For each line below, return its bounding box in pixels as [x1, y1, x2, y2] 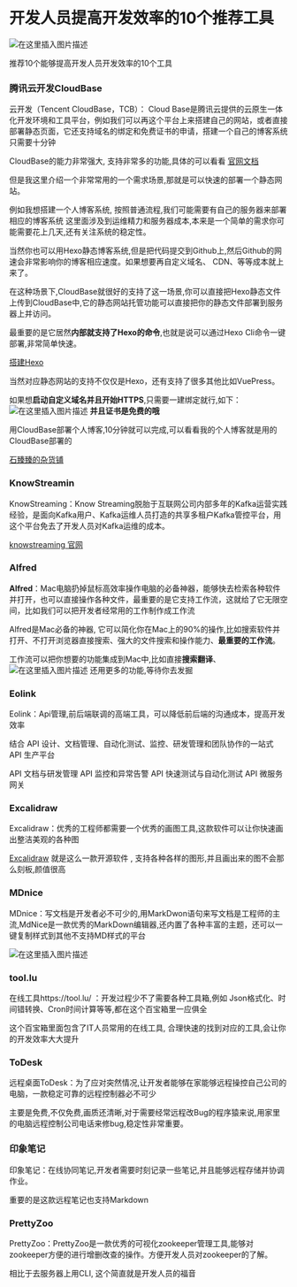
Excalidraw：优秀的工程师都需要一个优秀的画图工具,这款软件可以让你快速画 [9, 824, 284, 834]
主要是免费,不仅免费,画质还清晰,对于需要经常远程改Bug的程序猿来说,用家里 [9, 1107, 281, 1118]
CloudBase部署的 [9, 435, 72, 447]
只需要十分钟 [9, 137, 56, 148]
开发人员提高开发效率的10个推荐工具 [9, 8, 274, 28]
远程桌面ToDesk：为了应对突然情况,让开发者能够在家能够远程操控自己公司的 [9, 1077, 287, 1088]
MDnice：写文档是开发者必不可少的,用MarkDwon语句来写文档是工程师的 [9, 908, 273, 918]
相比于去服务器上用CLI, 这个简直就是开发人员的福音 [9, 1268, 196, 1278]
